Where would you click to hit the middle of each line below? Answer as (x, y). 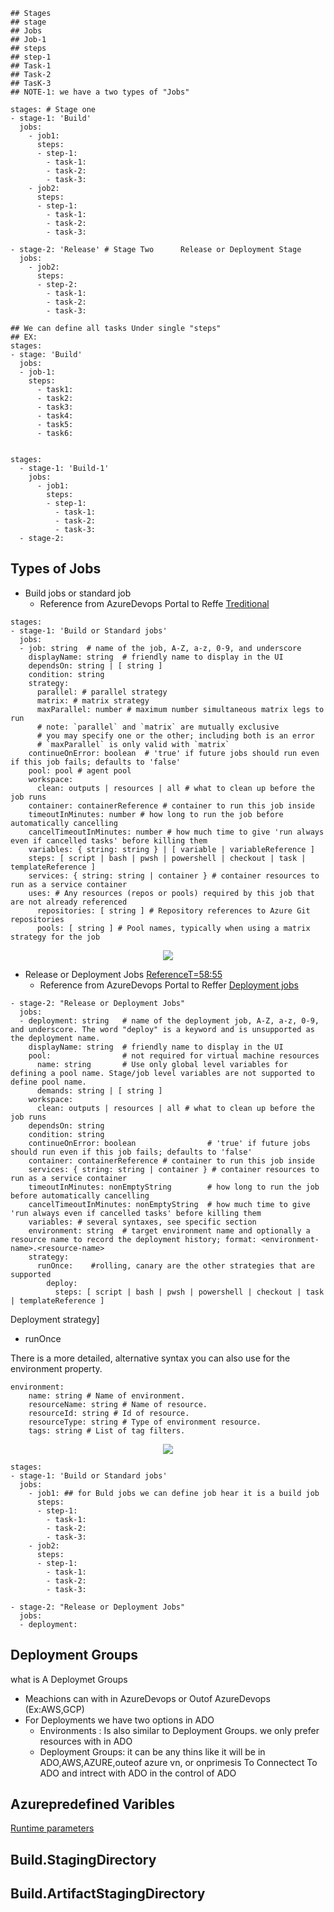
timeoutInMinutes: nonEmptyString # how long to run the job (174, 1187)
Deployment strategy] (55, 1319)
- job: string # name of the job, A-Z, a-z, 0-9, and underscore (160, 648)
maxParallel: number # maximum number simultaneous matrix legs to (180, 709)
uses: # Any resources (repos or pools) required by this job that (171, 893)
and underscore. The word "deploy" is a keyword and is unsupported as (162, 1029)
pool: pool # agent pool (80, 770)
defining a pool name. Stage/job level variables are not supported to (162, 1073)
